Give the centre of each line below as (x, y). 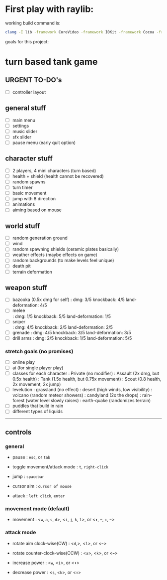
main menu (24, 120)
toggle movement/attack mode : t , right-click (60, 467)
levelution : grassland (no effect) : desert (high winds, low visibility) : (82, 390)
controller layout (29, 92)
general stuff (26, 108)
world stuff (23, 226)
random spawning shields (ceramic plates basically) (66, 249)
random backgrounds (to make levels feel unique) (63, 261)
